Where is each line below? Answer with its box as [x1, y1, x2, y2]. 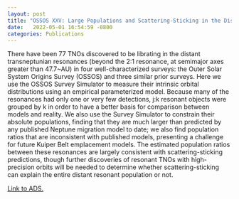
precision [7, 163, 35, 171]
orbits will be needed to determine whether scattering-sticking [36, 163, 219, 171]
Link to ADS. [7, 184, 44, 193]
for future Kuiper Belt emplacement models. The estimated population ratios [7, 140, 230, 149]
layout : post [7, 10, 46, 18]
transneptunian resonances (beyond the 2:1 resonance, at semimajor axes [7, 58, 224, 66]
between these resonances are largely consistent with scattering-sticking [7, 148, 223, 156]
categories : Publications [7, 30, 84, 38]
